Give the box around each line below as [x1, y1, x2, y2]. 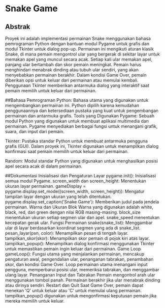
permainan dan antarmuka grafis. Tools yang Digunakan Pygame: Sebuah [5, 113, 155, 118]
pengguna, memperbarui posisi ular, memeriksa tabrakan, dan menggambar [5, 267, 160, 273]
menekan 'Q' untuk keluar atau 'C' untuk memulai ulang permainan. [5, 288, 142, 293]
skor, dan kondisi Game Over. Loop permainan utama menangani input [5, 261, 148, 267]
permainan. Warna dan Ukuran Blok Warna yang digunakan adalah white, [5, 204, 154, 210]
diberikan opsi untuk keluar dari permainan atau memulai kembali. [5, 77, 139, 83]
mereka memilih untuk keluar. [5, 298, 65, 304]
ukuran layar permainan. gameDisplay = [5, 183, 86, 189]
